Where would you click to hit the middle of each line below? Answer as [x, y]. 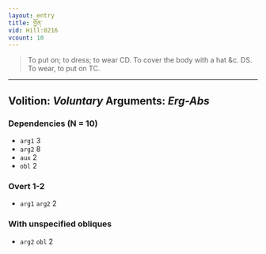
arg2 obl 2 [36, 241]
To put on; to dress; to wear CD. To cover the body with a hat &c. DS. [140, 60]
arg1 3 [30, 140]
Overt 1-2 [27, 186]
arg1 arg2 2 [38, 203]
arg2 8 [30, 149]
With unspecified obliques [60, 224]
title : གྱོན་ [25, 23]
